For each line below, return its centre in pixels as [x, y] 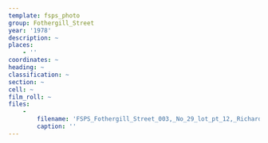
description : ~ [33, 38]
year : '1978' [30, 30]
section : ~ [26, 82]
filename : [53, 119]
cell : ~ [21, 89]
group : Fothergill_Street [51, 23]
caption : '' [57, 126]
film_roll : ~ [30, 97]
